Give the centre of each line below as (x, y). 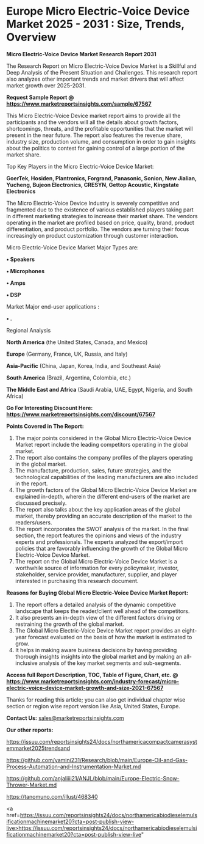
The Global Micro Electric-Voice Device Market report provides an (98, 630)
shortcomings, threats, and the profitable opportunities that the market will (100, 128)
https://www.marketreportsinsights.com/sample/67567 (79, 104)
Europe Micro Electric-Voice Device (98, 11)
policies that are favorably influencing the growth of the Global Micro (101, 548)
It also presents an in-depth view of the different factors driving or (98, 617)
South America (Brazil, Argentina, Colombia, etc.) (69, 378)
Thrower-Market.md (31, 785)
